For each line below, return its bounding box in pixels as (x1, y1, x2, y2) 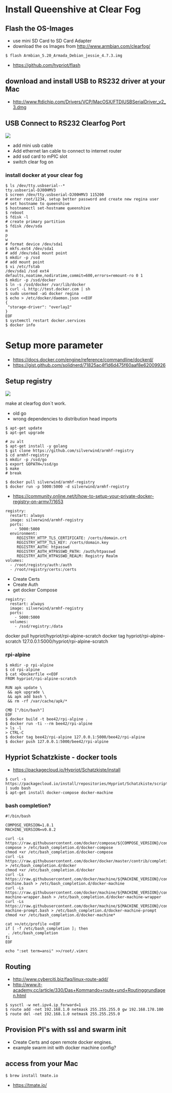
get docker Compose (12, 587, 58, 593)
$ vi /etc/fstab (5, 264, 40, 269)
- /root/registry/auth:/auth (10, 562, 72, 567)
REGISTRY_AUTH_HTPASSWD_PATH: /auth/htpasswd (16, 549, 116, 554)
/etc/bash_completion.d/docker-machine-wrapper (58, 895, 161, 900)
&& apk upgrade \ (7, 690, 45, 695)
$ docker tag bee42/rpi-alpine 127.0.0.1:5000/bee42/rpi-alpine (5, 734, 145, 739)
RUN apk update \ (5, 685, 42, 690)
